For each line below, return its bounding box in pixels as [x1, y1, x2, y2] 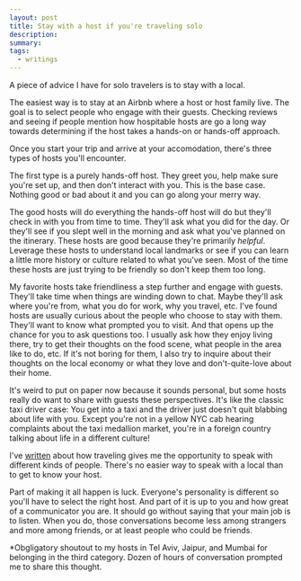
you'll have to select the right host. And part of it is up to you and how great [9, 496, 289, 506]
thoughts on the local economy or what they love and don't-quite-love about [9, 358, 292, 369]
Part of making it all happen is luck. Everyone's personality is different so [9, 487, 279, 497]
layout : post [9, 13, 58, 22]
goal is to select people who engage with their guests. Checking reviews [9, 107, 279, 117]
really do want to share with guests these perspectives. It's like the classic [9, 395, 285, 405]
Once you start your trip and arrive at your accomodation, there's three [9, 143, 272, 154]
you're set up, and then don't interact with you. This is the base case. [9, 180, 266, 190]
